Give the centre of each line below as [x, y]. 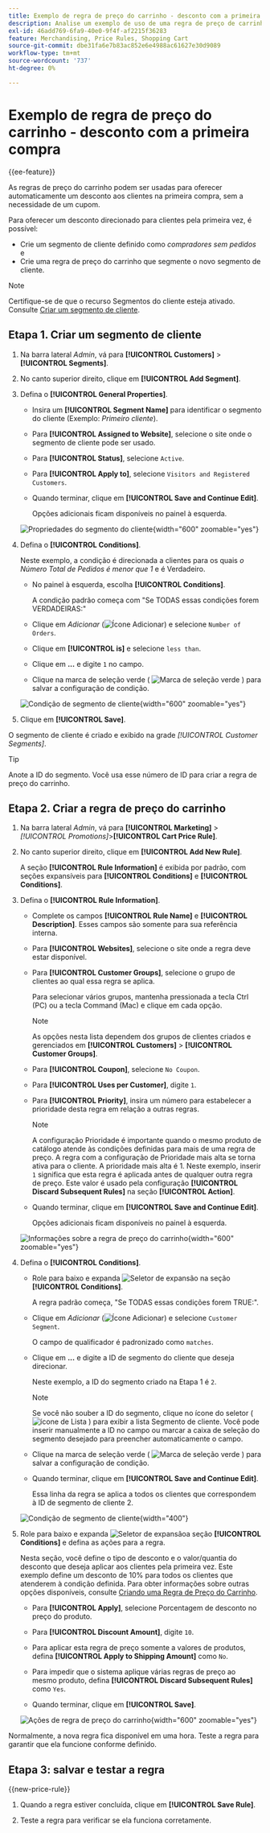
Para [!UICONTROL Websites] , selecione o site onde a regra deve [141, 949]
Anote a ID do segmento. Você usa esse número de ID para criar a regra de [133, 775]
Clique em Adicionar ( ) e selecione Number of [136, 624]
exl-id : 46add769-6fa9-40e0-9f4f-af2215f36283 [88, 31]
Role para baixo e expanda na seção [131, 1278]
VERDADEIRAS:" [59, 608]
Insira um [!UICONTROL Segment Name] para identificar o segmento [147, 410]
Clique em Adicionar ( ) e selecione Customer [135, 1318]
